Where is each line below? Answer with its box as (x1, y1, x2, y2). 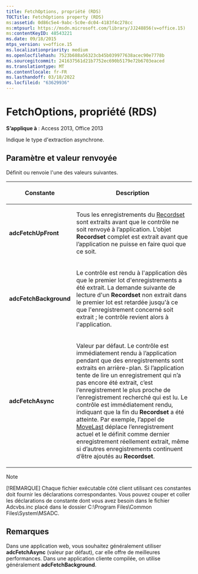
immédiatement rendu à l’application (76, 349, 177, 357)
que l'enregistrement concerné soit (76, 305, 174, 314)
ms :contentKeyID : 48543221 (6, 31, 72, 37)
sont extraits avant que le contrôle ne (76, 217, 179, 226)
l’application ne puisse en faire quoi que (76, 240, 187, 248)
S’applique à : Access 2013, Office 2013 (6, 124, 103, 131)
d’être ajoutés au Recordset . (76, 452, 155, 460)
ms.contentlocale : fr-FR (6, 69, 67, 75)
